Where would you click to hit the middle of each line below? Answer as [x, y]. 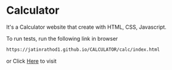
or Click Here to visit [32, 61]
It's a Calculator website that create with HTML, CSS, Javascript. [86, 27]
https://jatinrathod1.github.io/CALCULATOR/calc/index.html [83, 49]
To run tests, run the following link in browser [62, 38]
